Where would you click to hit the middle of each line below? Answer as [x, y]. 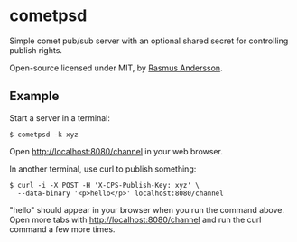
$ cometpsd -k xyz [44, 135]
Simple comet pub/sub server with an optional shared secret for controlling [149, 41]
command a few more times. [62, 229]
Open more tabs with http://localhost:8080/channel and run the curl [135, 219]
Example [34, 96]
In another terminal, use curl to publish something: [103, 169]
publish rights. [36, 50]
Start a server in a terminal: [60, 117]
